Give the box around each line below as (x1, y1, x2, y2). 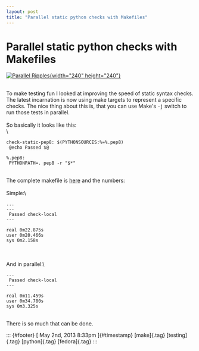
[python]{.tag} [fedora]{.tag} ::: (21, 338, 98, 345)
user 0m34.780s (6, 298, 44, 304)
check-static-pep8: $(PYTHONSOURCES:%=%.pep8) (6, 139, 124, 146)
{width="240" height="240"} (49, 72, 121, 79)
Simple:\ (6, 190, 26, 197)
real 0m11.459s (6, 293, 44, 299)
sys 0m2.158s (6, 237, 39, 244)
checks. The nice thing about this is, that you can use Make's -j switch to (6, 102, 187, 110)
